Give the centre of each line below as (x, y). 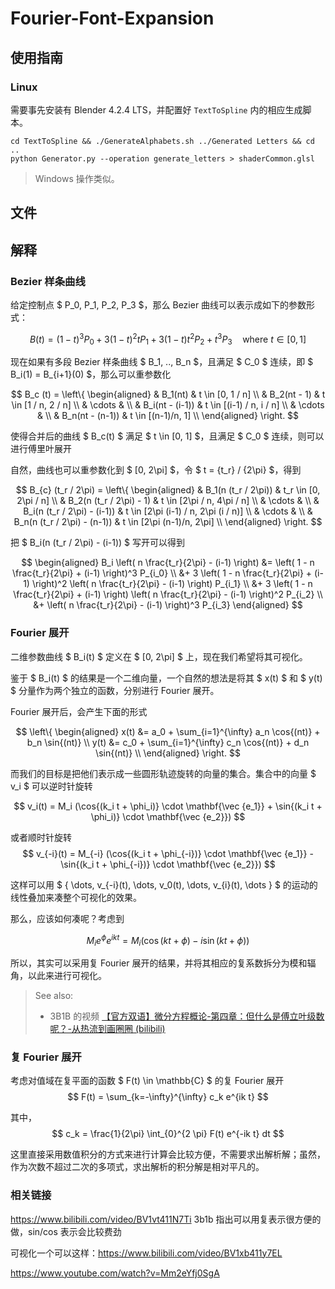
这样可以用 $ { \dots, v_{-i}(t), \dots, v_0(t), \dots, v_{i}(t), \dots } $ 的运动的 (164, 884)
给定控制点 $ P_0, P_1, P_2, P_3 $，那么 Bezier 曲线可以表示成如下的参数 (158, 304)
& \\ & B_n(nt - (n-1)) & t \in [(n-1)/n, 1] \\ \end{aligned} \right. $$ (168, 416)
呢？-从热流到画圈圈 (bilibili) (107, 1029)
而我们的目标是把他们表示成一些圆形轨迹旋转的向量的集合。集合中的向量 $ (163, 773)
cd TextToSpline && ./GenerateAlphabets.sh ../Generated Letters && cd (162, 141)
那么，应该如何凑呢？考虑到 (67, 918)
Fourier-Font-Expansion (112, 18)
